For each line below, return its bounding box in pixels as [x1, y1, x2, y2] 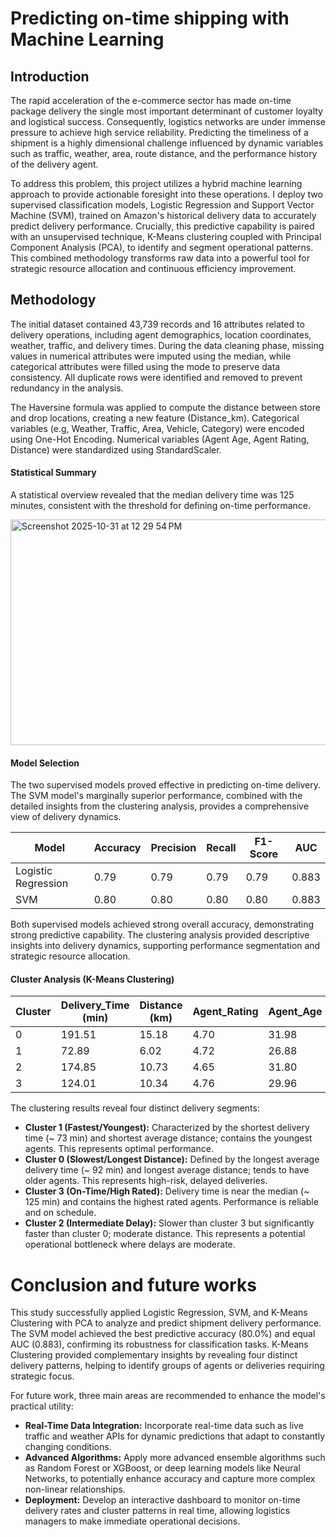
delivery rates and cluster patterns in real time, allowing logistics [24, 1505, 291, 1517]
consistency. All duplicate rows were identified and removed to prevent [10, 371, 303, 383]
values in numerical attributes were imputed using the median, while [10, 350, 292, 362]
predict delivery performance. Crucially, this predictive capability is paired [10, 220, 315, 232]
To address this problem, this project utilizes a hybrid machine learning [10, 178, 303, 189]
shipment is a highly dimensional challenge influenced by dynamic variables [10, 137, 324, 149]
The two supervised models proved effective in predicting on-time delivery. [10, 779, 322, 791]
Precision [150, 841, 197, 855]
